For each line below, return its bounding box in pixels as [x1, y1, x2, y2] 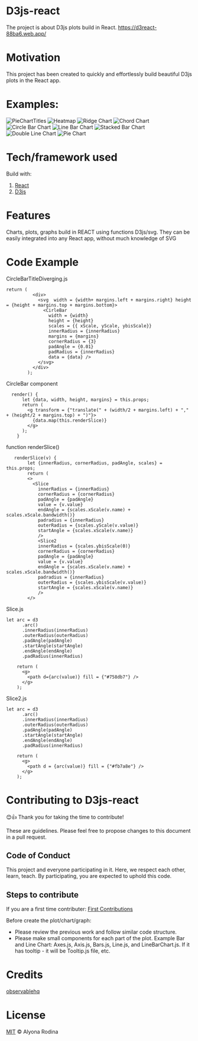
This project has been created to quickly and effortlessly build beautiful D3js [6, 70, 192, 78]
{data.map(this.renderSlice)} [32, 417, 108, 424]
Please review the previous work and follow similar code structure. [14, 928, 177, 935]
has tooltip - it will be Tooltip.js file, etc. [14, 947, 111, 954]
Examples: [6, 98, 59, 111]
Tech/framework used [6, 151, 118, 164]
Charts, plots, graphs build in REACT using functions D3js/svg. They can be [6, 228, 190, 235]
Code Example [6, 255, 79, 269]
